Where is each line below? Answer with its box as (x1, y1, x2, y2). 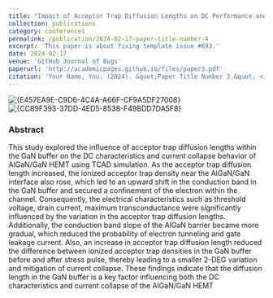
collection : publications (8, 20, 96, 28)
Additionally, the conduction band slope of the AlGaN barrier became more (8, 220, 259, 230)
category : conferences (8, 27, 85, 35)
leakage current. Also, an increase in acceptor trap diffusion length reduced (8, 237, 262, 247)
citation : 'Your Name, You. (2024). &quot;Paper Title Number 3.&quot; (8, 72, 256, 81)
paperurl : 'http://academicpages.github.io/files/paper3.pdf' (8, 65, 223, 73)
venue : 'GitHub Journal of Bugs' (8, 58, 122, 66)
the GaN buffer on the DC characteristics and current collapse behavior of (8, 151, 257, 160)
